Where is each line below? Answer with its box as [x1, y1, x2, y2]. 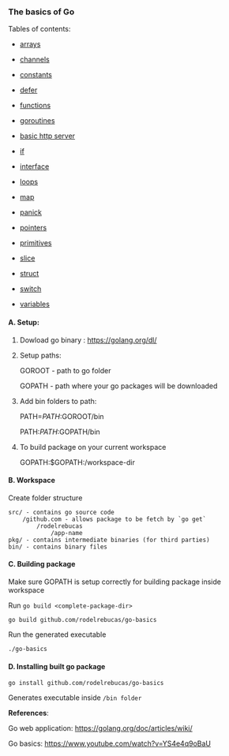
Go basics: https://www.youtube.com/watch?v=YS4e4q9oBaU [8, 739, 212, 748]
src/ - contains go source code [8, 508, 114, 516]
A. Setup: [8, 317, 39, 327]
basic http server [19, 131, 76, 140]
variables [19, 299, 50, 309]
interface [19, 162, 50, 171]
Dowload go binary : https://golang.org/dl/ [19, 335, 157, 345]
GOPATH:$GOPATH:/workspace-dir [19, 457, 136, 467]
